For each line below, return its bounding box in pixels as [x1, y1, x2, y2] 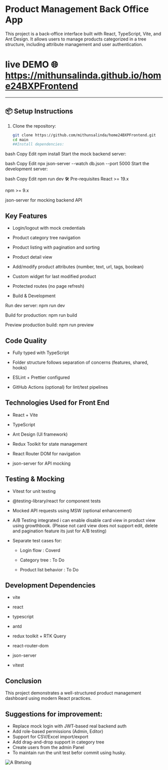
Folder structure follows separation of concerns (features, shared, [12, 359, 148, 365]
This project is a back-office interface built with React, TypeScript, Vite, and [5, 31, 161, 37]
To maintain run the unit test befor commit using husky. [12, 749, 126, 755]
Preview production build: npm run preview [5, 322, 94, 328]
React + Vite [12, 412, 38, 418]
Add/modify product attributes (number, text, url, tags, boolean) [12, 264, 144, 270]
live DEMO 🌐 [5, 59, 58, 71]
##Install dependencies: [12, 142, 64, 147]
